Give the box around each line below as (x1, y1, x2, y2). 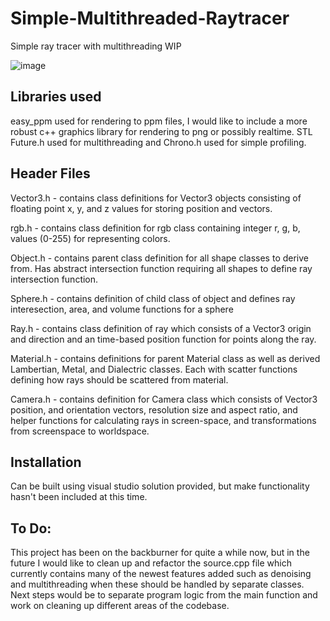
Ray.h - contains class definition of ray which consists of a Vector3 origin (10, 322, 312, 334)
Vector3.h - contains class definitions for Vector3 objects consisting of (10, 192, 302, 204)
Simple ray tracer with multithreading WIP (10, 40, 182, 52)
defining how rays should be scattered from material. (10, 373, 229, 386)
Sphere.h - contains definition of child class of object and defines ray (10, 292, 296, 304)
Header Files (10, 165, 91, 182)
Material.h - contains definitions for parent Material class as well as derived (10, 352, 321, 364)
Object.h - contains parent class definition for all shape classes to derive (10, 252, 310, 264)
